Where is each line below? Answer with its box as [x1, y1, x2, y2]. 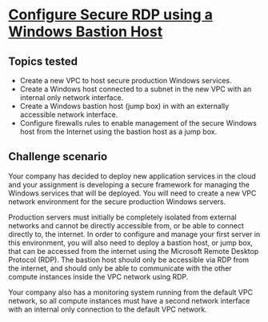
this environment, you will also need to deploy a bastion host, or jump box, [8, 238, 254, 248]
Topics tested [8, 54, 78, 68]
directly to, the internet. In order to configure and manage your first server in [8, 229, 261, 239]
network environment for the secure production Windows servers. [8, 196, 226, 206]
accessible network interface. [19, 110, 118, 119]
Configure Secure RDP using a [8, 6, 214, 24]
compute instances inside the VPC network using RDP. [8, 272, 189, 281]
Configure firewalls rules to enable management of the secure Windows [19, 119, 258, 127]
